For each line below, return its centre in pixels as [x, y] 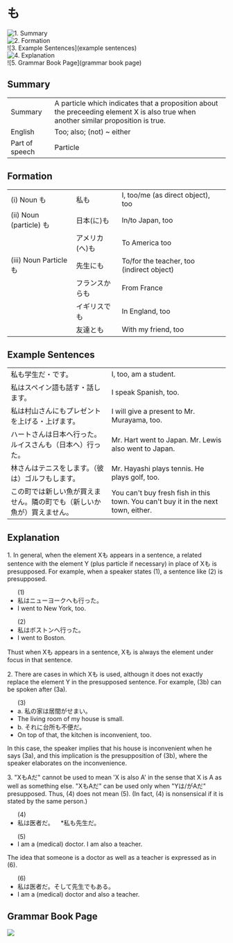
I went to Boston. [41, 638]
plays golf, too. [135, 477]
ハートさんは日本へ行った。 [56, 435]
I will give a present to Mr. [153, 411]
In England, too [146, 311]
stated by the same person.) [48, 802]
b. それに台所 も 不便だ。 [51, 727]
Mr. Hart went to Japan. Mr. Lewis [166, 440]
